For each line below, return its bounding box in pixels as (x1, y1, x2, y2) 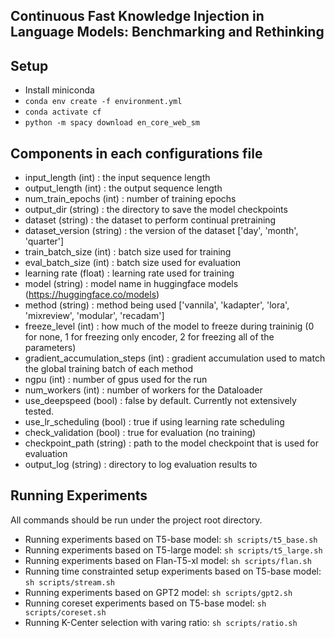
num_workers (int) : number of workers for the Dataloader (24, 384, 263, 396)
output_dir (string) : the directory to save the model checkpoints (24, 204, 288, 216)
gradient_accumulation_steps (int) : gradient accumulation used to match (24, 352, 326, 364)
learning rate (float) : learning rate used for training (24, 267, 235, 279)
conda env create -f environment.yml (24, 97, 183, 107)
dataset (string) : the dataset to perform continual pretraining (24, 214, 277, 226)
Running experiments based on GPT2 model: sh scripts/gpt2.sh (24, 586, 293, 598)
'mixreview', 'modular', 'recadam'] (24, 310, 165, 322)
